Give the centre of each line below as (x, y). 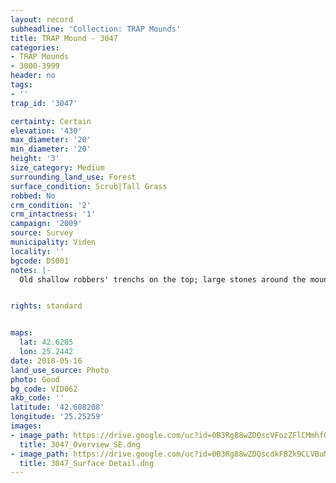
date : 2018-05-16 (46, 361)
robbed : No (33, 196)
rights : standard (46, 306)
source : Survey (42, 233)
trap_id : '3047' (44, 103)
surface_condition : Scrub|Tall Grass (89, 186)
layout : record (42, 19)
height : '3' (35, 159)
